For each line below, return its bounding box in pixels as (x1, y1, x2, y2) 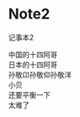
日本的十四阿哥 (8, 60, 58, 69)
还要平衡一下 (8, 90, 50, 99)
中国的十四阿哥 (8, 49, 58, 59)
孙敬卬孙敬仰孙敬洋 (8, 69, 72, 79)
